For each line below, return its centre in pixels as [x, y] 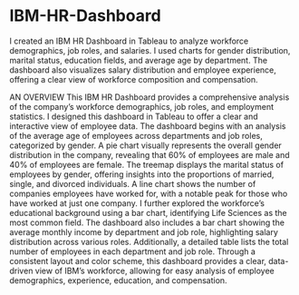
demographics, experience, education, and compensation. [119, 280]
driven [21, 270]
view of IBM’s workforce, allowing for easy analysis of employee [154, 270]
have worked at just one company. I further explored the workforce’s [137, 203]
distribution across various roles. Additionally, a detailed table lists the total [149, 241]
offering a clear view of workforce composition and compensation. [134, 79]
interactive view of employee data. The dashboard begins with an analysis [148, 126]
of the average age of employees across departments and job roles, [136, 135]
